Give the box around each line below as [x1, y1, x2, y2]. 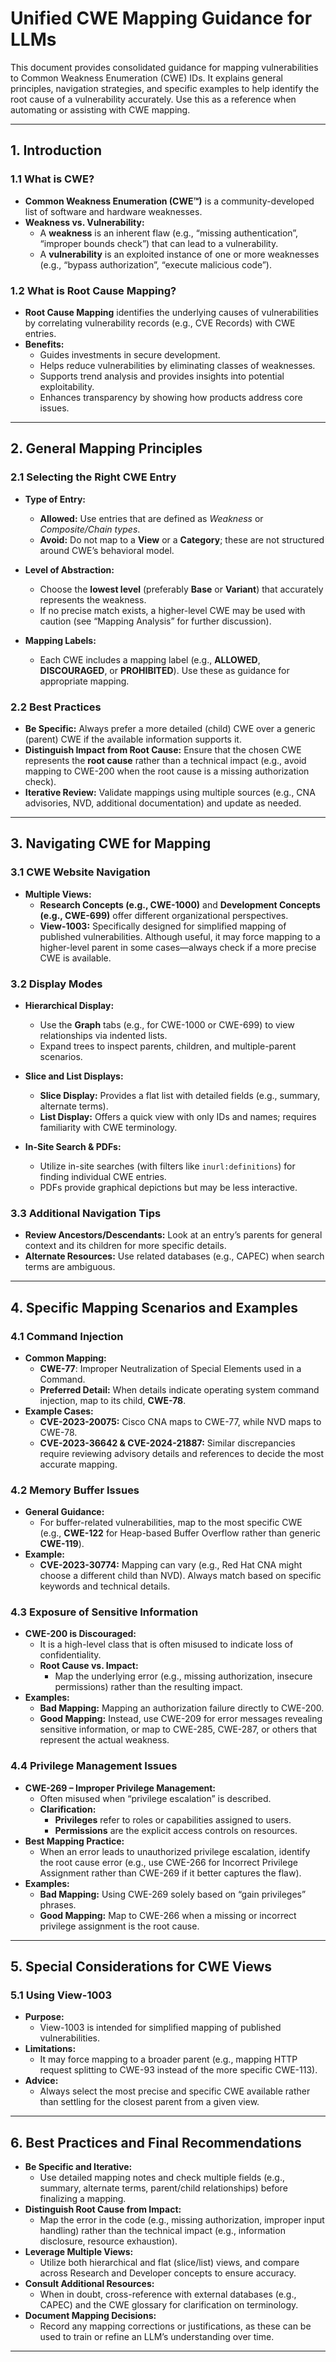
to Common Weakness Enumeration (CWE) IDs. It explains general [10, 72, 284, 84]
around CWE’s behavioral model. [39, 544, 175, 556]
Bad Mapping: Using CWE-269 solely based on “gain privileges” [39, 1888, 307, 1900]
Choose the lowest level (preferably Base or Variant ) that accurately [39, 583, 324, 595]
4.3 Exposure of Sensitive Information [10, 1605, 199, 1619]
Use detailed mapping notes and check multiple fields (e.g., [39, 2172, 285, 2184]
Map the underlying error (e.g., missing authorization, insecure [54, 1670, 313, 1682]
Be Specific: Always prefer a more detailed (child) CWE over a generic [24, 722, 316, 734]
